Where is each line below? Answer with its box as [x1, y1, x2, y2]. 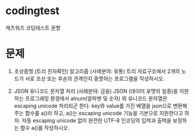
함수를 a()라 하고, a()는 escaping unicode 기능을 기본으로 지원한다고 [25, 109, 183, 116]
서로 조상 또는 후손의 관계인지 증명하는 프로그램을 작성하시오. [25, 75, 165, 82]
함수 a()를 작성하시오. [20, 124, 70, 131]
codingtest [5, 4, 60, 18]
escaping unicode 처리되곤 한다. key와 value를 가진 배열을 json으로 [14, 102, 172, 109]
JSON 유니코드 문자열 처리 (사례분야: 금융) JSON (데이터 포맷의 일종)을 [14, 87, 179, 95]
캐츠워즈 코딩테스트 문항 [5, 24, 61, 31]
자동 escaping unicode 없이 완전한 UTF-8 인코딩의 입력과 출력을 [22, 116, 172, 124]
